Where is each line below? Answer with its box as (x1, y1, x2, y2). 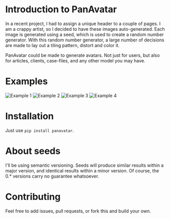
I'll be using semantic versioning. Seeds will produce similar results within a (5, 162, 164, 168)
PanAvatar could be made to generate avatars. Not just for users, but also (5, 52, 160, 58)
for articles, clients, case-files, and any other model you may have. (5, 57, 145, 63)
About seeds (5, 145, 61, 157)
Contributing (5, 191, 61, 203)
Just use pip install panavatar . (5, 127, 74, 134)
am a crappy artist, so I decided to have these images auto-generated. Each (5, 26, 165, 32)
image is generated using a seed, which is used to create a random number (5, 31, 164, 37)
